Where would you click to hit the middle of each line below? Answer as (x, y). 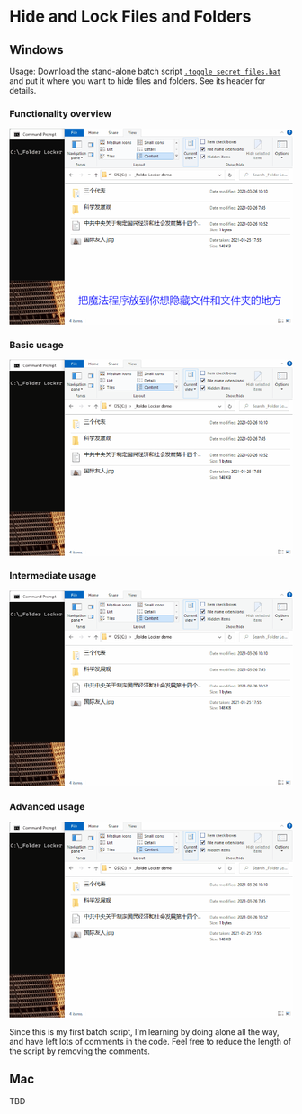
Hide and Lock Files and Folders (130, 17)
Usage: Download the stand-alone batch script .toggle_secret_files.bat (145, 71)
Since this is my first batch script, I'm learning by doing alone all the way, (145, 1032)
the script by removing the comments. (80, 1051)
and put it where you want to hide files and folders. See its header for (138, 81)
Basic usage (37, 345)
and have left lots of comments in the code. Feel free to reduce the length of (151, 1042)
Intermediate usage (53, 576)
